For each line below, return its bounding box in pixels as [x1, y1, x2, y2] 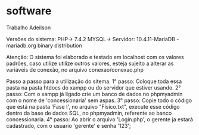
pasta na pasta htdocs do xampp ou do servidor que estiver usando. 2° [6, 84, 181, 91]
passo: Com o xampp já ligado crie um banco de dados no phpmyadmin [6, 90, 183, 97]
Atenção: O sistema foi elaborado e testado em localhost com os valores [6, 53, 184, 60]
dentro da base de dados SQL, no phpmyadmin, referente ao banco [6, 109, 172, 116]
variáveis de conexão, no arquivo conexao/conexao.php [6, 66, 144, 73]
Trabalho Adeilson [6, 24, 51, 31]
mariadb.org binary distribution [6, 42, 82, 49]
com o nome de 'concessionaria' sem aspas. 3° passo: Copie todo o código [6, 97, 192, 104]
